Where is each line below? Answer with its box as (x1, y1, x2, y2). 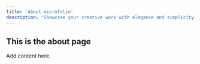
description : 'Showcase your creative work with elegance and (6, 14, 165, 20)
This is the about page (6, 36, 91, 47)
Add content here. (6, 52, 51, 60)
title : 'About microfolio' (6, 8, 74, 15)
